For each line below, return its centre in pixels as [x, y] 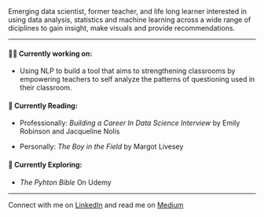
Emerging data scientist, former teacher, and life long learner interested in [128, 11]
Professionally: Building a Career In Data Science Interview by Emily [130, 123]
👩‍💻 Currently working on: [50, 53]
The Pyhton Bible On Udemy [65, 182]
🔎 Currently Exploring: [45, 165]
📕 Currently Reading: [43, 105]
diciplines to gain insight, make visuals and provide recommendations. [122, 28]
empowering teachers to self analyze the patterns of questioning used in [137, 79]
